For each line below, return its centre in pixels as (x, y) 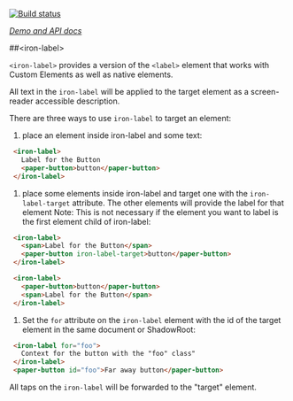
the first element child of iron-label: (86, 221)
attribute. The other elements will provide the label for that (178, 203)
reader (21, 101)
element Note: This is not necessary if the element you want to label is (150, 212)
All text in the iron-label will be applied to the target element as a (129, 92)
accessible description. (77, 101)
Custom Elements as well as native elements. (91, 74)
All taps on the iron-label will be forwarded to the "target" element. (133, 387)
